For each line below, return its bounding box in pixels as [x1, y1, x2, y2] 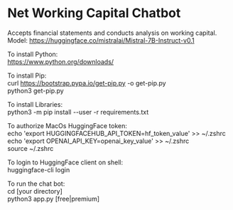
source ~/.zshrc [7, 144, 54, 152]
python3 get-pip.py [7, 86, 64, 95]
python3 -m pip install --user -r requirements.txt [7, 107, 149, 116]
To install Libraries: [7, 100, 63, 108]
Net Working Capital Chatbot [7, 5, 181, 21]
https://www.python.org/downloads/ [7, 57, 114, 65]
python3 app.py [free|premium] [7, 194, 100, 203]
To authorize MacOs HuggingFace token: [7, 121, 128, 130]
